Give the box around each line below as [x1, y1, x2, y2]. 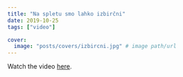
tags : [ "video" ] [7, 23, 56, 30]
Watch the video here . [7, 62, 73, 71]
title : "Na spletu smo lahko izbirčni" [7, 10, 126, 18]
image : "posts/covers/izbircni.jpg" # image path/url [14, 43, 177, 50]
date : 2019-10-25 [7, 17, 59, 24]
